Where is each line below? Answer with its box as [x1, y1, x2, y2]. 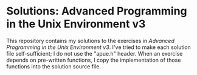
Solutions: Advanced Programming [6, 4, 187, 18]
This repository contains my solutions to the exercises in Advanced [6, 37, 175, 44]
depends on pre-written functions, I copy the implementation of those [6, 56, 181, 64]
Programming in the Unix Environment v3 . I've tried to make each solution [6, 44, 192, 51]
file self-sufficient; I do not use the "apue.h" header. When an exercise [6, 50, 183, 57]
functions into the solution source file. [6, 62, 102, 70]
